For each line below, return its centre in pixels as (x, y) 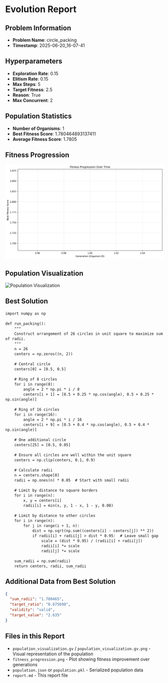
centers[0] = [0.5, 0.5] (40, 369)
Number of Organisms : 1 (38, 128)
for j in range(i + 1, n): (52, 526)
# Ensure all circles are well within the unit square (73, 455)
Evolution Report (41, 9)
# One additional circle (40, 440)
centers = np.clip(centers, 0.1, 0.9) (55, 460)
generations (25, 664)
